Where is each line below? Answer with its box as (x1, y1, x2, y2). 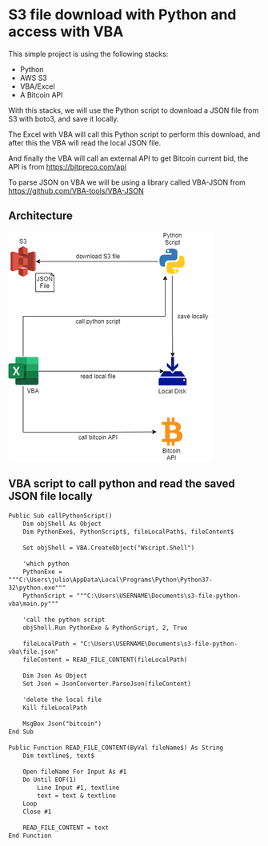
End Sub (8, 728, 34, 736)
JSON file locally (8, 489, 94, 503)
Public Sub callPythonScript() (8, 512, 113, 520)
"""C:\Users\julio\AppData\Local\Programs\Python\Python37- (8, 576, 214, 584)
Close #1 (22, 808, 52, 816)
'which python (22, 560, 70, 568)
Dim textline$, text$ (22, 752, 94, 760)
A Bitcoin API (19, 90, 63, 99)
